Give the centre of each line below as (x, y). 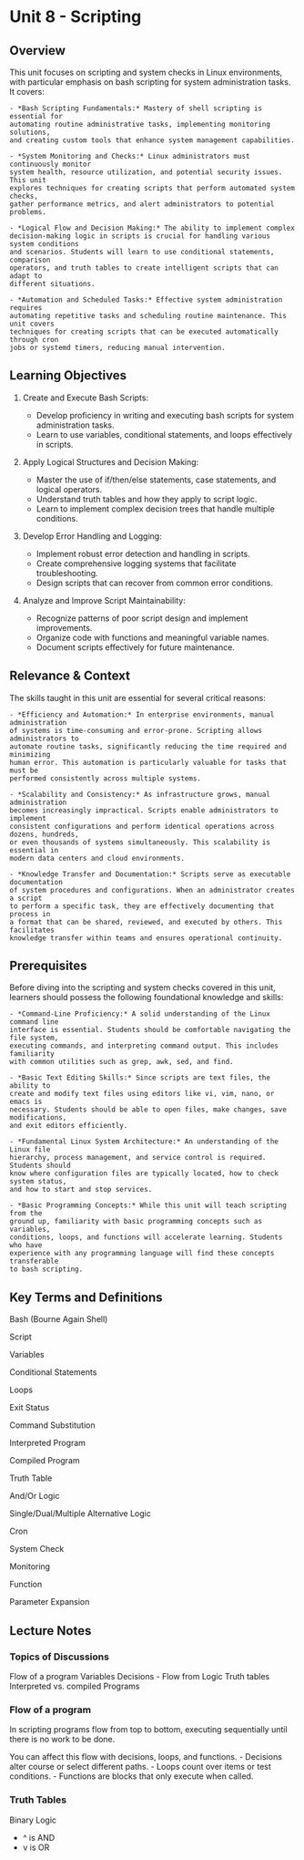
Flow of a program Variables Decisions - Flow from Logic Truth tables (140, 1676)
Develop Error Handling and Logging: (92, 536)
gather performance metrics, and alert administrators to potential (142, 204)
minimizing (30, 754)
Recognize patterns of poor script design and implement (142, 618)
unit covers (32, 324)
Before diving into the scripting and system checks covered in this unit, (142, 987)
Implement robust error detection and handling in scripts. (143, 553)
